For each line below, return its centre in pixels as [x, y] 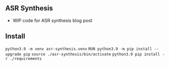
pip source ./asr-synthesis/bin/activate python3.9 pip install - [94, 54]
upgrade [13, 54]
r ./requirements [24, 58]
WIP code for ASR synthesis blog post [52, 20]
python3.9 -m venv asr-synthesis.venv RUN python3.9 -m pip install [79, 49]
